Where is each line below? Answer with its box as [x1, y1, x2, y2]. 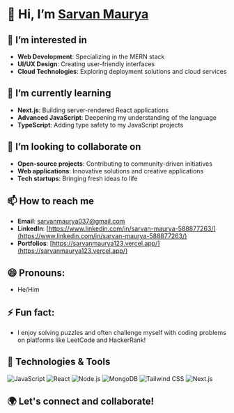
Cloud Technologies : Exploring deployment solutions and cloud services [17, 68, 227, 75]
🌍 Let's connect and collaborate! [7, 396, 155, 407]
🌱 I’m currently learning [7, 87, 111, 100]
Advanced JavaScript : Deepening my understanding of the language [17, 113, 217, 121]
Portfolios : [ [17, 240, 52, 248]
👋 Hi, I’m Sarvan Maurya [7, 6, 149, 22]
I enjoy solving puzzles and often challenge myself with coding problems [17, 329, 226, 337]
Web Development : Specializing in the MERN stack [17, 52, 165, 61]
